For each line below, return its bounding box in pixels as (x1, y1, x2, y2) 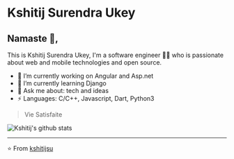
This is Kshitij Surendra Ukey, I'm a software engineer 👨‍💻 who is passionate (7, 51, 224, 59)
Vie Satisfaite (24, 110, 63, 119)
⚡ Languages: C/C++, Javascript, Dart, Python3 (17, 94, 155, 102)
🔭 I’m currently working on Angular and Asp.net (17, 72, 154, 80)
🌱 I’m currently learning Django (17, 79, 107, 87)
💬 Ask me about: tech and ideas (17, 87, 109, 94)
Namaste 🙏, (7, 33, 59, 44)
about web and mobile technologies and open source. (7, 58, 162, 67)
